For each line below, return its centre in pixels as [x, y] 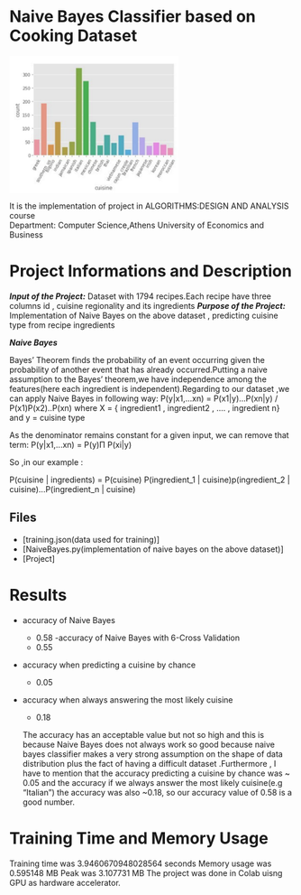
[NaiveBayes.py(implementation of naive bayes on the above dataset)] [153, 549]
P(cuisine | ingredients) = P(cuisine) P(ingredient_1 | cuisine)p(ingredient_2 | [150, 480]
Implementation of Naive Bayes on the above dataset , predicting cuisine [144, 315]
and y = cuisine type [47, 417]
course [23, 215]
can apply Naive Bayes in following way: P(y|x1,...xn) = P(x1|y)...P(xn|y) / [144, 398]
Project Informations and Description [151, 271]
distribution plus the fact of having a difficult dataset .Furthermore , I [149, 763]
